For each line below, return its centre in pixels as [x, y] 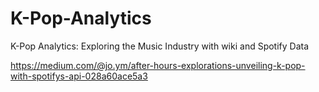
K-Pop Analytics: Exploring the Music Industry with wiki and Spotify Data [160, 46]
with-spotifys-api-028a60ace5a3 [79, 76]
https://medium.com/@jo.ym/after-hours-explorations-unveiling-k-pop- [158, 65]
